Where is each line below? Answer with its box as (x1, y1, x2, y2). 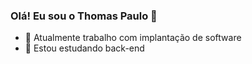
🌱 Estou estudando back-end (24, 42, 145, 54)
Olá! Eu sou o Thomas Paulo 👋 (10, 9, 158, 23)
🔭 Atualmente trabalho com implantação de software (24, 32, 242, 44)
